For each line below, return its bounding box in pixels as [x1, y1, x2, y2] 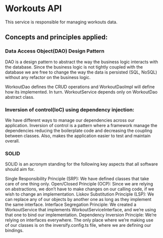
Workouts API [5, 3, 62, 14]
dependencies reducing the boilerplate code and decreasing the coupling [5, 128, 152, 133]
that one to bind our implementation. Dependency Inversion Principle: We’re [5, 212, 157, 218]
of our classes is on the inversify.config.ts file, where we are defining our [5, 222, 151, 228]
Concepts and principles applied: [5, 33, 108, 41]
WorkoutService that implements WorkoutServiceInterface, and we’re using [5, 207, 156, 213]
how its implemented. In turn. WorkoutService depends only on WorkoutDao [5, 89, 158, 95]
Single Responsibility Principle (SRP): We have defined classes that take [5, 176, 149, 182]
